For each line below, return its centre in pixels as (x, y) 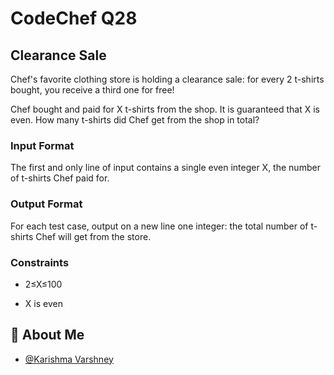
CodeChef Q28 (74, 18)
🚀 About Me (47, 335)
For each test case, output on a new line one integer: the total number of (159, 226)
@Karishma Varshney (69, 359)
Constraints (40, 262)
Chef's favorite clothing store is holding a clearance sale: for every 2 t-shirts (167, 79)
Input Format (42, 145)
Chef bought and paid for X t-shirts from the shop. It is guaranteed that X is (165, 109)
